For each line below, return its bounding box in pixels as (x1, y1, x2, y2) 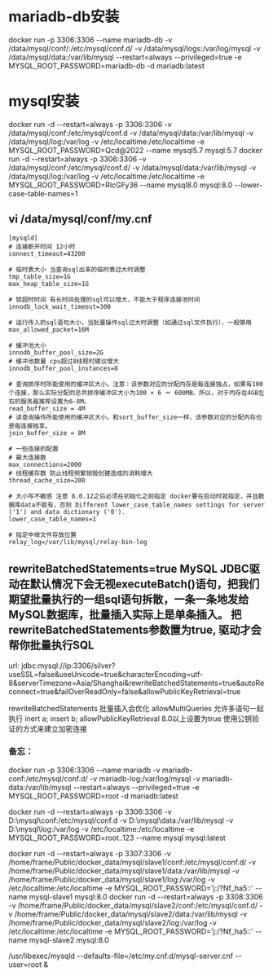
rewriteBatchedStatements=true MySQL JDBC (8, 562, 250, 576)
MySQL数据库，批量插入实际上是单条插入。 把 (8, 608, 242, 622)
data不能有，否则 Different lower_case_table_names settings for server (20, 500, 266, 509)
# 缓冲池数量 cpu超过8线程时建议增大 (8, 357, 120, 365)
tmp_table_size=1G (8, 272, 71, 281)
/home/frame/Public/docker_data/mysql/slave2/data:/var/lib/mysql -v (14, 909, 248, 919)
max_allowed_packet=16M (8, 325, 90, 334)
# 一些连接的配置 (8, 445, 59, 453)
